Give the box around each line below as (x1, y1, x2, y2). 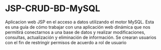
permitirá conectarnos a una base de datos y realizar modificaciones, (5, 29, 146, 35)
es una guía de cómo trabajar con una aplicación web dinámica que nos (5, 24, 151, 30)
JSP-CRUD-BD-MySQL (5, 3, 101, 14)
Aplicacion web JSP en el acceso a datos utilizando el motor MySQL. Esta (5, 19, 155, 25)
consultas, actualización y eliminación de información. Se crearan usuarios (5, 34, 157, 40)
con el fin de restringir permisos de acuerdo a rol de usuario (5, 39, 127, 45)
